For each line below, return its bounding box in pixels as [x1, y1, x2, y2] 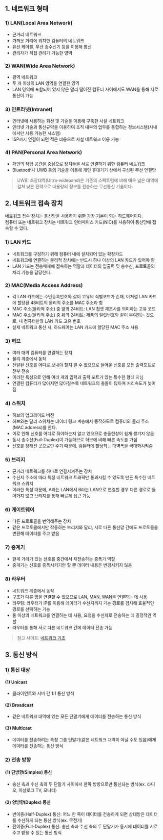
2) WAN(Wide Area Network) [5, 62, 75, 69]
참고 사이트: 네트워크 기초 [17, 635, 66, 641]
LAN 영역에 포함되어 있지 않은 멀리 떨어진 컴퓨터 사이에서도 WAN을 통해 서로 [12, 86, 159, 92]
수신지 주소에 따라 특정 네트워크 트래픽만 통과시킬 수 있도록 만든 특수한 [12, 474, 146, 480]
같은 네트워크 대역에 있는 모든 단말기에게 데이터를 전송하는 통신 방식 [12, 713, 142, 719]
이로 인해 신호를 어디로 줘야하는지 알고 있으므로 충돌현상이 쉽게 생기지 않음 [12, 431, 155, 436]
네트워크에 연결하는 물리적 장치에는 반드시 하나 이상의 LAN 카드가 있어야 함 [12, 257, 155, 263]
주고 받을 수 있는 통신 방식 [12, 830, 62, 836]
